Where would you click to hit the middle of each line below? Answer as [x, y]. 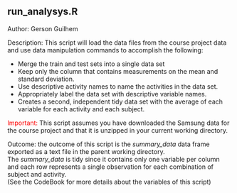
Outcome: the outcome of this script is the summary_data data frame [109, 144]
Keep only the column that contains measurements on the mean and [118, 71]
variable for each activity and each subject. [81, 109]
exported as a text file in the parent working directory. [86, 151]
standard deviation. [46, 79]
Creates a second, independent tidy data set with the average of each [120, 101]
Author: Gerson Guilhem [43, 28]
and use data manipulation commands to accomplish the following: [105, 50]
